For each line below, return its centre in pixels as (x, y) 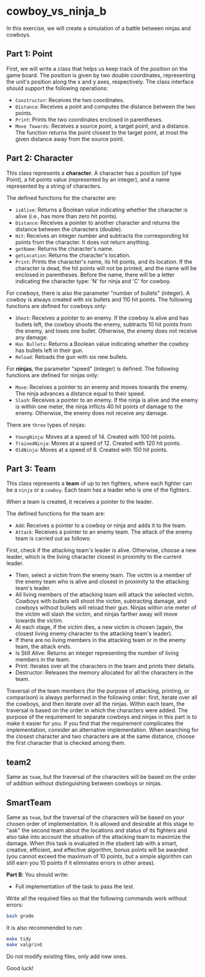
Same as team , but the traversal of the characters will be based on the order (101, 777)
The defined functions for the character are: (62, 197)
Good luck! (20, 968)
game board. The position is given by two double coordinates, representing (101, 75)
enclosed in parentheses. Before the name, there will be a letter (95, 275)
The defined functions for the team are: (56, 514)
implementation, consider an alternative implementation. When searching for (103, 730)
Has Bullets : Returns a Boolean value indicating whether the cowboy (102, 344)
